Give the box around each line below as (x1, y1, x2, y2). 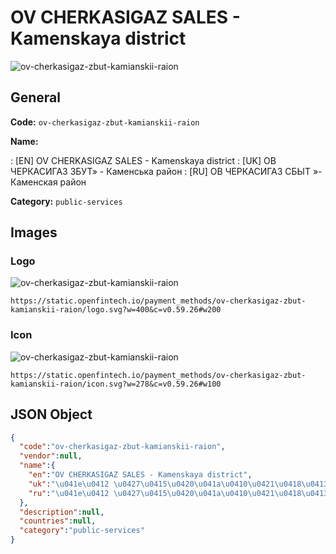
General (10, 89, 62, 106)
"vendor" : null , (19, 451, 83, 461)
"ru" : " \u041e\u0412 (28, 488, 110, 498)
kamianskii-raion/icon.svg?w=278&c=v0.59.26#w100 (10, 379, 222, 389)
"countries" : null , (19, 516, 97, 526)
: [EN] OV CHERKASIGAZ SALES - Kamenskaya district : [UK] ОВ (10, 154, 277, 166)
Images (10, 224, 58, 241)
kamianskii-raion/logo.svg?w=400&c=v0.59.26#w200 (10, 305, 222, 315)
